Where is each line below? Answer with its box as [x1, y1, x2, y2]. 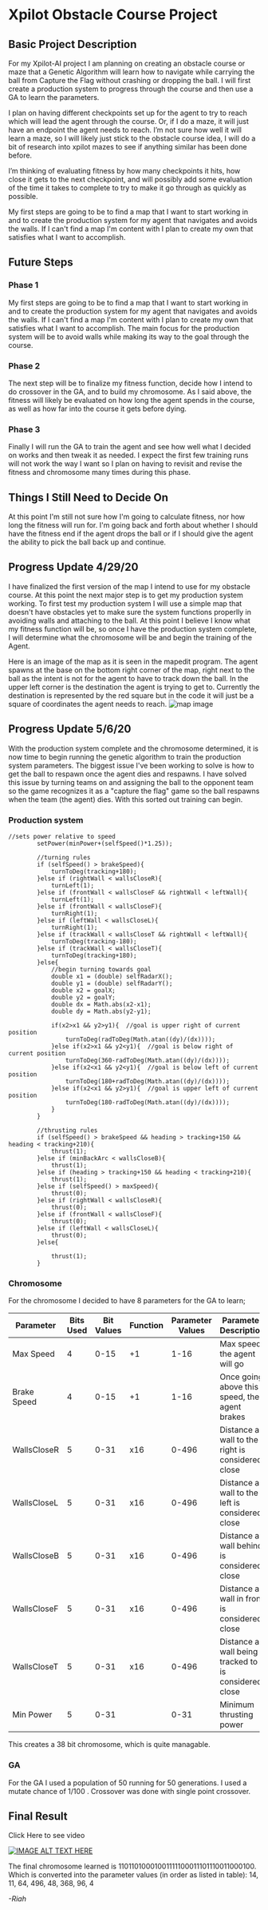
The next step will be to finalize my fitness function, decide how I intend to [8, 378, 253, 388]
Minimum [219, 1699, 255, 1710]
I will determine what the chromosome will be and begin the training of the [8, 632, 253, 642]
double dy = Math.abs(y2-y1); [50, 1007, 152, 1016]
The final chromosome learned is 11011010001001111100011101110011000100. [8, 1861, 257, 1872]
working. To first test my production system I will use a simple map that [8, 598, 242, 608]
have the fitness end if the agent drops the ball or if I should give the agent [8, 529, 254, 539]
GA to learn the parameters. [8, 93, 100, 102]
